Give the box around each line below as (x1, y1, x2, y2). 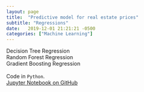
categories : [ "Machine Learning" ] (6, 31, 93, 37)
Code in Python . (6, 73, 45, 80)
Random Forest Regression (6, 54, 74, 61)
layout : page (6, 8, 39, 15)
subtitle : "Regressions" (6, 20, 69, 26)
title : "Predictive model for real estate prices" (6, 14, 139, 20)
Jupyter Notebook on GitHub (6, 79, 78, 87)
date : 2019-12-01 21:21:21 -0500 (6, 25, 96, 32)
